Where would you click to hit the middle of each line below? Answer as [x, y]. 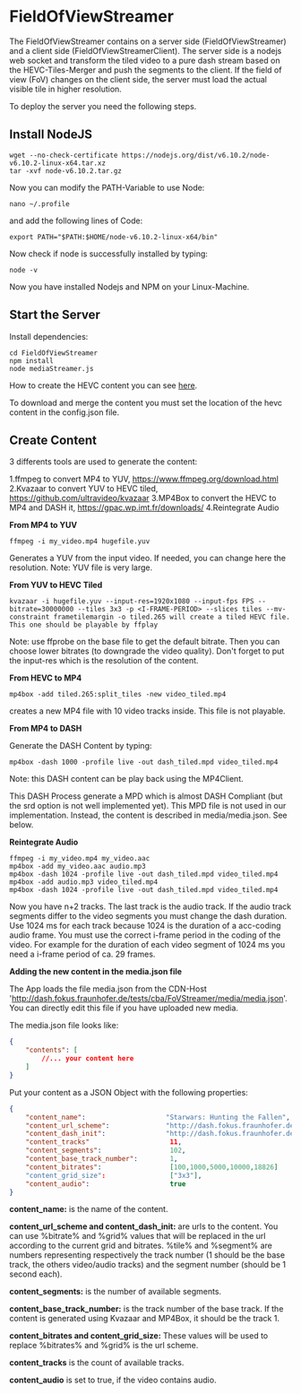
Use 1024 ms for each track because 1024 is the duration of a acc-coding [145, 926]
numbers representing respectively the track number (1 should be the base [147, 1255]
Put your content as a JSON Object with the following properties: [129, 1092]
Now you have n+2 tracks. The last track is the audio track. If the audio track [150, 906]
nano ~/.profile [39, 203]
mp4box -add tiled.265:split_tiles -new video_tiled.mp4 [118, 695]
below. [21, 825]
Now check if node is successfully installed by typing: [109, 254]
